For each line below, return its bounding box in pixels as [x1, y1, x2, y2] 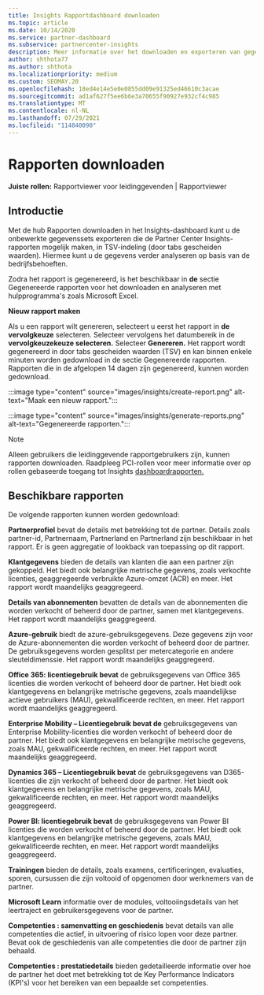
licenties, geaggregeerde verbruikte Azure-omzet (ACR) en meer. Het [8, 574, 233, 583]
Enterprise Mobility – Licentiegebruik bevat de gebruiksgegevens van [8, 719, 238, 729]
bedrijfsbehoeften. [8, 259, 68, 268]
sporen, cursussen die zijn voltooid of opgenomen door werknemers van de [8, 874, 254, 883]
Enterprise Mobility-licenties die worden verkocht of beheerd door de [8, 727, 233, 737]
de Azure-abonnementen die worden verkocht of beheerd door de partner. [8, 638, 250, 647]
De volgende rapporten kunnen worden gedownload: [8, 510, 180, 520]
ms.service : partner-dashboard [8, 33, 111, 42]
